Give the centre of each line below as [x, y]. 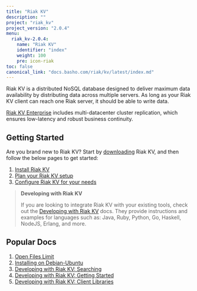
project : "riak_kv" [30, 22]
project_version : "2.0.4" [38, 28]
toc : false [19, 66]
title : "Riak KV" [27, 12]
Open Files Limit [34, 256]
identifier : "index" [42, 50]
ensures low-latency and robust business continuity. [70, 119]
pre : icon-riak [35, 61]
